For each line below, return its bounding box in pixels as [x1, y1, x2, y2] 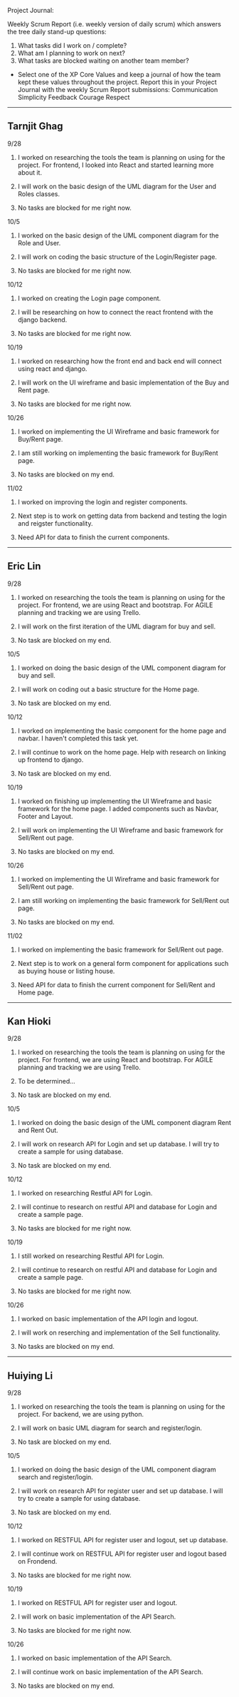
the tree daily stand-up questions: [7, 28, 107, 36]
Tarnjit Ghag [7, 121, 63, 133]
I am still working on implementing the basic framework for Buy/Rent [17, 449, 218, 457]
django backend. [17, 315, 68, 324]
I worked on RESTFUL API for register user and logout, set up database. [17, 1536, 228, 1544]
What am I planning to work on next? [17, 49, 126, 57]
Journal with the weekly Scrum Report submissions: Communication [17, 86, 218, 93]
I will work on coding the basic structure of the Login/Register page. [17, 253, 217, 261]
